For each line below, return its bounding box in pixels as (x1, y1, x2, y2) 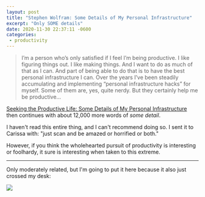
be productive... (21, 93, 62, 100)
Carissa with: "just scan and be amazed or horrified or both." (6, 130, 159, 137)
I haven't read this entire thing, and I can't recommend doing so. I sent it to (6, 124, 194, 130)
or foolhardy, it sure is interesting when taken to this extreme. (6, 148, 160, 155)
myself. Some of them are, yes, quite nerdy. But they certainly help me (21, 87, 198, 94)
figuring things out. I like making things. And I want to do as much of (21, 61, 193, 68)
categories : (6, 32, 37, 38)
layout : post (6, 9, 40, 15)
